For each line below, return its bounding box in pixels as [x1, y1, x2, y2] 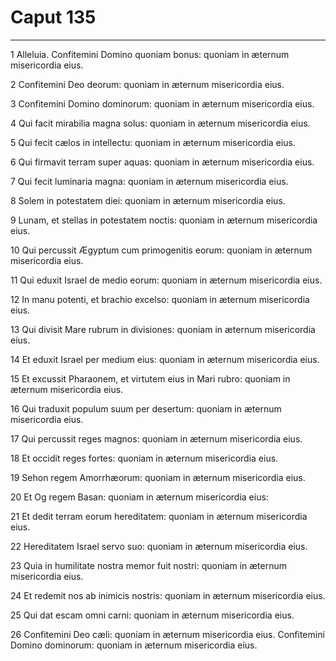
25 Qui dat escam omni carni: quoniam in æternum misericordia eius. [10, 609, 295, 621]
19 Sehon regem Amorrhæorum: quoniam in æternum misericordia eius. [10, 471, 306, 483]
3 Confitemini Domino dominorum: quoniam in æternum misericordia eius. [10, 97, 315, 110]
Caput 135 [10, 6, 97, 29]
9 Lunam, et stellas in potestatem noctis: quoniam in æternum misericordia [10, 214, 318, 226]
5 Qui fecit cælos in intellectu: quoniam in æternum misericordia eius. [10, 136, 296, 148]
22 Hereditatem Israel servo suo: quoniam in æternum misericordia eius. [10, 540, 308, 552]
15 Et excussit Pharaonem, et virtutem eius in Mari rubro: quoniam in [10, 372, 291, 385]
